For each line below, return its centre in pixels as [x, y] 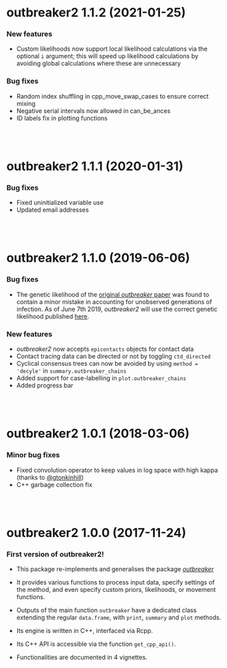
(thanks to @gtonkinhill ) [50, 477]
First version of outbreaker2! [55, 554]
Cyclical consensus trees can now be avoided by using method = [107, 364]
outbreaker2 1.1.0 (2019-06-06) [98, 258]
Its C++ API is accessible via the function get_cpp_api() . [96, 644]
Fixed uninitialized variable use [60, 203]
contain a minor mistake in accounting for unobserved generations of [114, 301]
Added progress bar [45, 386]
